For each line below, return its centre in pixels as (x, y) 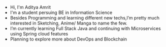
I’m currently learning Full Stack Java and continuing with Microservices (85, 28)
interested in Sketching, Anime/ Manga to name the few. (69, 23)
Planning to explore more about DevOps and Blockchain (69, 39)
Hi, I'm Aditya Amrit (30, 7)
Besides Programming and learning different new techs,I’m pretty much (85, 18)
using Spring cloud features (39, 34)
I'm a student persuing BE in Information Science (61, 12)
